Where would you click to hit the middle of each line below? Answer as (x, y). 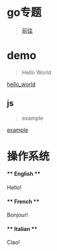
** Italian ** (22, 228)
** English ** (24, 174)
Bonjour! (18, 215)
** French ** (23, 201)
